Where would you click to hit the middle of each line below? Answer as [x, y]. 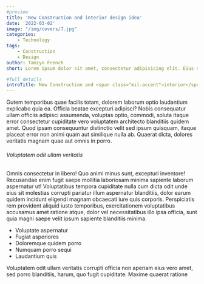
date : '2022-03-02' [31, 23]
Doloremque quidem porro [48, 243]
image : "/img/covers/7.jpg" [42, 29]
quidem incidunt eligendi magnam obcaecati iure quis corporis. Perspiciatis [100, 199]
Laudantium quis [36, 256]
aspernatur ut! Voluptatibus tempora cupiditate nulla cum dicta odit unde [97, 186]
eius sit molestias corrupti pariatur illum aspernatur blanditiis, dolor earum [99, 193]
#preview [17, 12]
